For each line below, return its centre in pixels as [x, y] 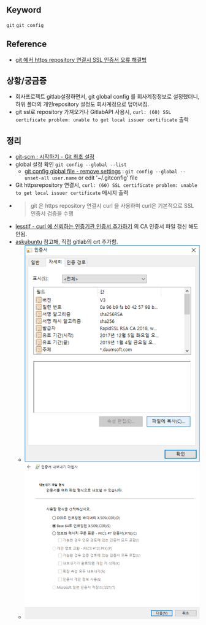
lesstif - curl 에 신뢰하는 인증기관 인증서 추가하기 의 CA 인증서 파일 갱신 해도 [107, 227]
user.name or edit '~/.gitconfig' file [95, 178]
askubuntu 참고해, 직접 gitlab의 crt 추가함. [67, 242]
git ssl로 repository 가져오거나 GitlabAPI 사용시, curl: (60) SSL [93, 112]
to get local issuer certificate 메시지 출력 [72, 193]
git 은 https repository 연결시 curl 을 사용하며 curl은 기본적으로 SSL [112, 206]
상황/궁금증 [27, 81]
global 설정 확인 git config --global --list [71, 164]
